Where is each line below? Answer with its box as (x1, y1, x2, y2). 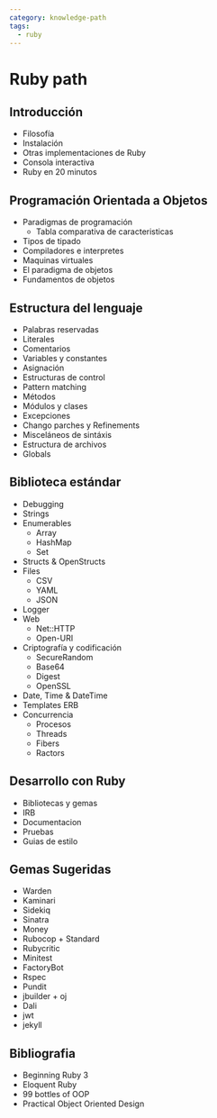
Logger (22, 604, 50, 614)
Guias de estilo (22, 835, 78, 847)
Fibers (35, 738, 60, 749)
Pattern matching (22, 382, 87, 392)
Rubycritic (22, 943, 60, 954)
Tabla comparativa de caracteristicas (35, 226, 174, 237)
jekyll (22, 1020, 42, 1031)
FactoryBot (22, 962, 64, 973)
